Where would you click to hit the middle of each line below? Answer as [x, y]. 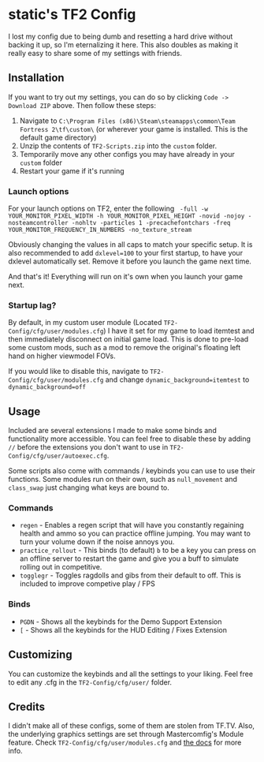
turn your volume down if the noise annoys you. [97, 542]
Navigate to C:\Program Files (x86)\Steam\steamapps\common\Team [127, 121]
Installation [36, 78]
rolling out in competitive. [61, 567]
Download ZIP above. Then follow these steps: [82, 105]
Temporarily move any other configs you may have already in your [127, 154]
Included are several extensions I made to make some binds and [112, 431]
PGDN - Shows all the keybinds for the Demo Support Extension [121, 622]
